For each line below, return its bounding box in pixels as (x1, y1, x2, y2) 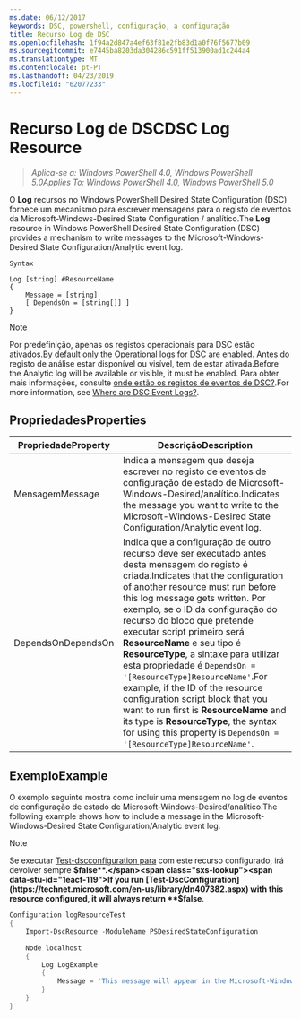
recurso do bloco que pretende (122, 615, 254, 627)
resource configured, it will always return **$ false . (9, 894, 204, 904)
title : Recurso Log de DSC (9, 30, 110, 39)
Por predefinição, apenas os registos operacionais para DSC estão (9, 339, 255, 350)
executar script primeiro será (122, 626, 245, 638)
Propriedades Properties (9, 412, 147, 427)
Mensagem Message (13, 488, 100, 500)
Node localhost (25, 943, 82, 953)
